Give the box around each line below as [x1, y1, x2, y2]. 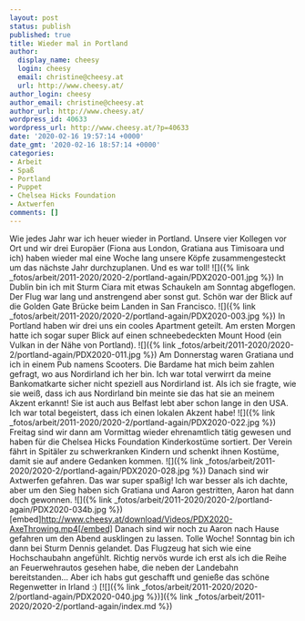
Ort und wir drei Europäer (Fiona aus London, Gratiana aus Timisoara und [9, 242, 285, 253]
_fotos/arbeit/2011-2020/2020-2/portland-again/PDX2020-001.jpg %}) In [9, 271, 284, 282]
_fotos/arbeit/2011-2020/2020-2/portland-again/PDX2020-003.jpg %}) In [9, 310, 285, 321]
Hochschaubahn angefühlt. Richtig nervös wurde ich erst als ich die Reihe [9, 552, 287, 563]
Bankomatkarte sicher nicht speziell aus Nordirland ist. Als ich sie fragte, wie [9, 378, 297, 389]
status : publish [9, 22, 71, 31]
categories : [9, 148, 55, 158]
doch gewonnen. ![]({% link [9, 494, 112, 505]
